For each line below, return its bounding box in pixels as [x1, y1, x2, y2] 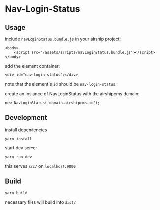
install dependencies [5, 127, 47, 133]
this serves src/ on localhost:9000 [5, 163, 76, 169]
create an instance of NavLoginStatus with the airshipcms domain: [5, 91, 140, 97]
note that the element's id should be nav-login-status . [5, 81, 117, 87]
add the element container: [5, 63, 60, 69]
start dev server [5, 144, 38, 151]
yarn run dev [5, 154, 32, 159]
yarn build [5, 190, 28, 195]
